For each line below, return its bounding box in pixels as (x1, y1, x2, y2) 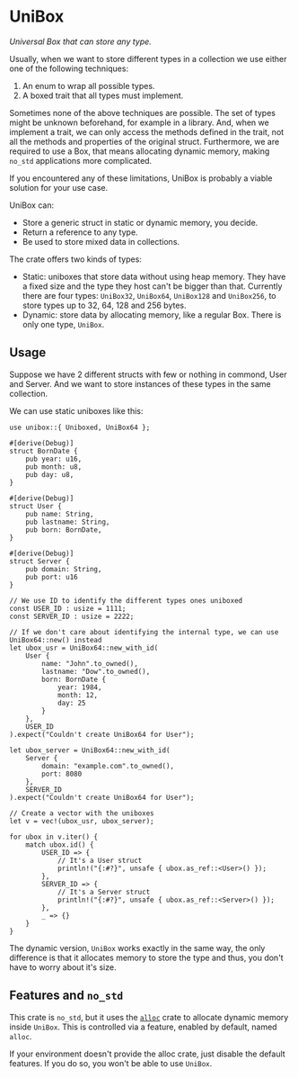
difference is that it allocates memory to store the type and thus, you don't (9, 952, 285, 963)
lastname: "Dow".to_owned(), (41, 667, 151, 676)
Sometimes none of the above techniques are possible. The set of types (9, 107, 276, 118)
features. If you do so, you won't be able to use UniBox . (9, 1057, 213, 1068)
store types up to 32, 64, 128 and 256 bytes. (22, 300, 187, 310)
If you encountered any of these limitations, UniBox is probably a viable (9, 173, 273, 184)
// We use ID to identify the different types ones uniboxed (9, 596, 243, 605)
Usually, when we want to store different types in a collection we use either (9, 53, 287, 64)
